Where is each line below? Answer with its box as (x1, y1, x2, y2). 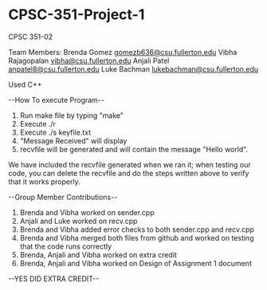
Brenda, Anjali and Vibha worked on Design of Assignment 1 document (19, 258, 253, 268)
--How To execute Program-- (8, 95, 105, 104)
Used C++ (8, 80, 42, 89)
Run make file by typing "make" (19, 110, 124, 120)
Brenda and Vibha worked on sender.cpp (19, 207, 155, 217)
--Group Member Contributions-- (8, 192, 118, 202)
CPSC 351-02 (8, 32, 53, 41)
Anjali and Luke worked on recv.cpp (19, 216, 138, 225)
